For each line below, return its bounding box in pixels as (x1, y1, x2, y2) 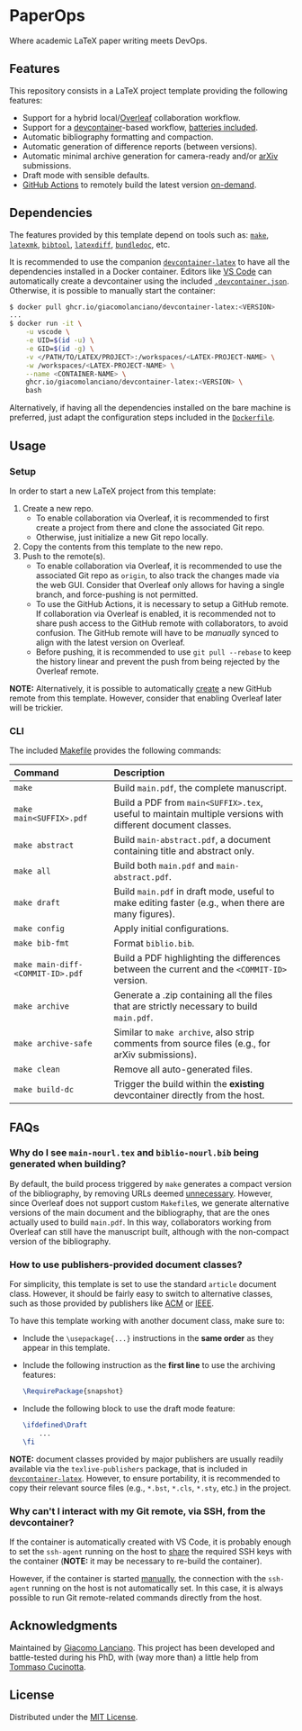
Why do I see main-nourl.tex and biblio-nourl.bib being (9, 1146, 259, 1159)
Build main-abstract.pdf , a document (113, 834, 271, 847)
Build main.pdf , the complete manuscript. (113, 782, 288, 794)
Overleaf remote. (35, 666, 99, 676)
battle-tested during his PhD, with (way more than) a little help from (9, 1652, 259, 1663)
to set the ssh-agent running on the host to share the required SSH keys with (9, 1545, 292, 1556)
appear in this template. (22, 1343, 111, 1354)
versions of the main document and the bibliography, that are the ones (9, 1207, 270, 1218)
